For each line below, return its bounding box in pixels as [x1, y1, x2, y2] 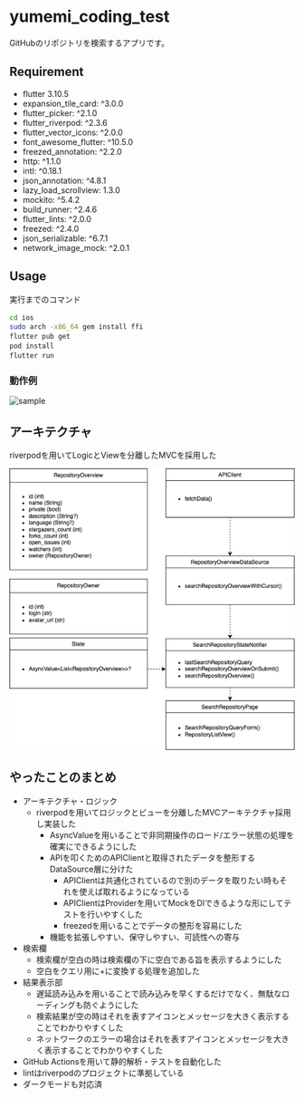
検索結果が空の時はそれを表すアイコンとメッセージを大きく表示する [35, 1010, 290, 1021]
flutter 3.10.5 [22, 88, 70, 99]
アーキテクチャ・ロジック [22, 795, 118, 806]
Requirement [9, 64, 84, 80]
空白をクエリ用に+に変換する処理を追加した [35, 965, 201, 976]
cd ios [9, 313, 34, 323]
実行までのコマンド [9, 294, 81, 304]
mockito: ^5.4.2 [22, 194, 81, 205]
